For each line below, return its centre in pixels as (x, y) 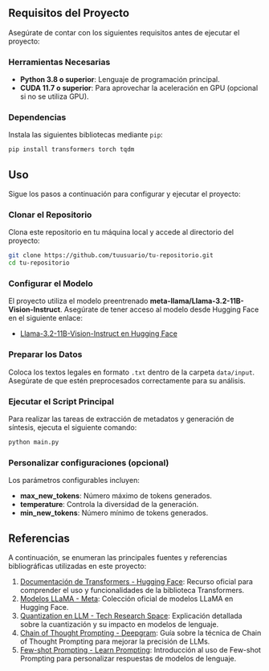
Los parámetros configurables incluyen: (74, 481)
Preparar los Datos (45, 354)
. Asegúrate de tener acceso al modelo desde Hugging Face (159, 309)
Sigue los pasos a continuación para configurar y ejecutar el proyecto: (124, 194)
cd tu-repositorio (39, 263)
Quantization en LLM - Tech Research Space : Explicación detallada (131, 616)
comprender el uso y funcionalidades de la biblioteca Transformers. (132, 591)
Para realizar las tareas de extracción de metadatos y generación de (121, 419)
